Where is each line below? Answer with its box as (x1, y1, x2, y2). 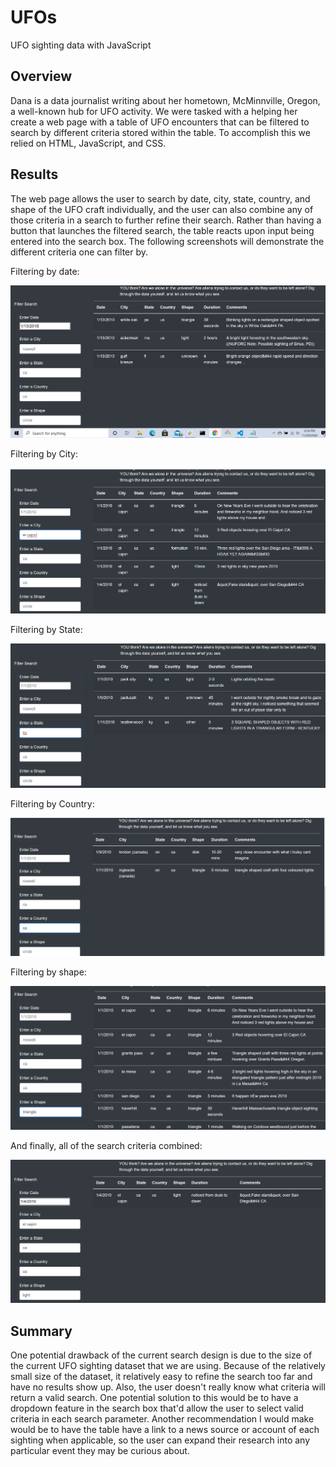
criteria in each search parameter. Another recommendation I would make (10, 1413, 315, 1425)
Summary (10, 1322, 73, 1340)
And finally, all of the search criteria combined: (10, 1140, 203, 1152)
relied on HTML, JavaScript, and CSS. (10, 137, 167, 149)
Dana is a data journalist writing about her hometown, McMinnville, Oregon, (10, 94, 321, 106)
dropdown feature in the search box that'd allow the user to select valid (10, 1402, 304, 1414)
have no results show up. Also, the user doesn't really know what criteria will (10, 1381, 326, 1393)
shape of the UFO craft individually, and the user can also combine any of (10, 203, 314, 215)
